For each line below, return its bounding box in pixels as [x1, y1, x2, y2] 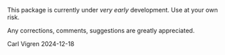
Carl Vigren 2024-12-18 [7, 40, 75, 47]
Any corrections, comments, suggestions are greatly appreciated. [7, 27, 195, 34]
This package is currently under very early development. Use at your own [7, 6, 218, 14]
